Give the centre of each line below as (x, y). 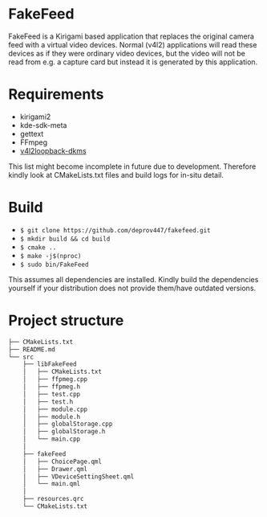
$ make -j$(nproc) (51, 256)
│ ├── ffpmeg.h (52, 387)
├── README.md (32, 349)
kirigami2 (35, 117)
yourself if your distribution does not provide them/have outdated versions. (132, 288)
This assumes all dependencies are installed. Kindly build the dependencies (133, 279)
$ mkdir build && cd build (65, 239)
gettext (32, 133)
